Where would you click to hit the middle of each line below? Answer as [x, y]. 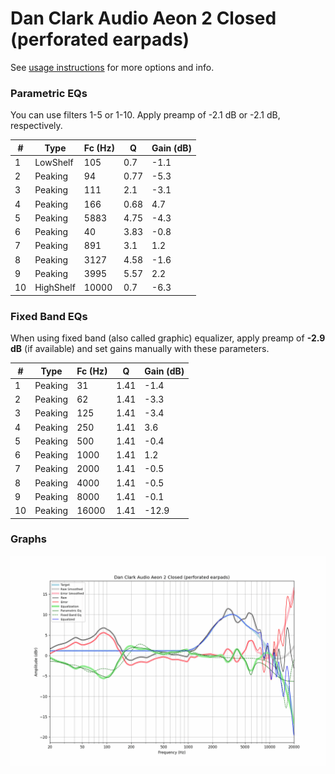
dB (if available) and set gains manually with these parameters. [140, 349]
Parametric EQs [49, 93]
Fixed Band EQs [49, 316]
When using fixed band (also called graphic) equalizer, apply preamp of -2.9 [168, 338]
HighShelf [55, 288]
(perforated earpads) [100, 39]
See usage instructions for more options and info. [112, 67]
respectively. [36, 126]
